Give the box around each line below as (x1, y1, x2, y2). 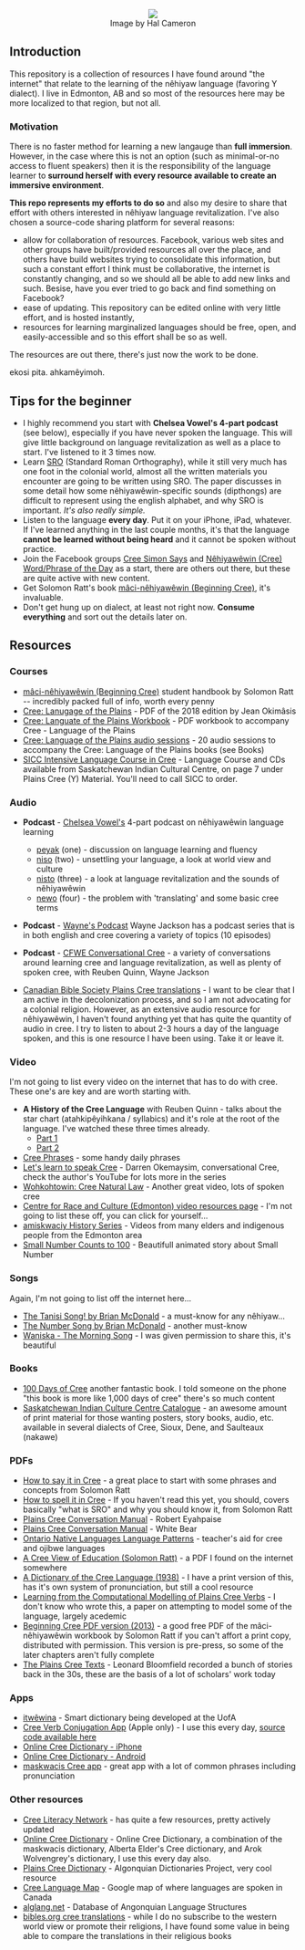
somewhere (22, 1562, 67, 1573)
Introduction (9, 44, 82, 59)
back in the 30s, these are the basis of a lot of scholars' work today (22, 1669, 276, 1680)
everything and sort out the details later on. (22, 611, 188, 622)
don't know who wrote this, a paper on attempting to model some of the (22, 1601, 293, 1612)
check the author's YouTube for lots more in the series (22, 1172, 227, 1183)
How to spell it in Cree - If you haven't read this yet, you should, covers (22, 1495, 290, 1506)
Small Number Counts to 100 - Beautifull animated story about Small (22, 1239, 279, 1250)
